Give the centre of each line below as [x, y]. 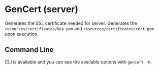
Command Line [29, 50]
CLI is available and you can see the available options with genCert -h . [78, 62]
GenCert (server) [42, 9]
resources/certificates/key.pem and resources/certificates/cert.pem [80, 28]
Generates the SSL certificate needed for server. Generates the [71, 23]
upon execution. [22, 34]
